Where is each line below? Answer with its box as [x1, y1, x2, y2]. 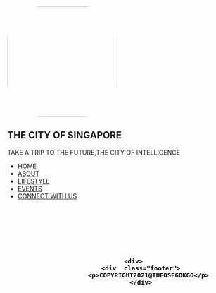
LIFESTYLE [17, 177, 51, 185]
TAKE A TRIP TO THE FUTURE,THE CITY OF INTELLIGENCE [7, 148, 181, 157]
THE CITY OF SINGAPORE [7, 129, 122, 141]
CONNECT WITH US [17, 191, 77, 200]
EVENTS [17, 184, 42, 193]
